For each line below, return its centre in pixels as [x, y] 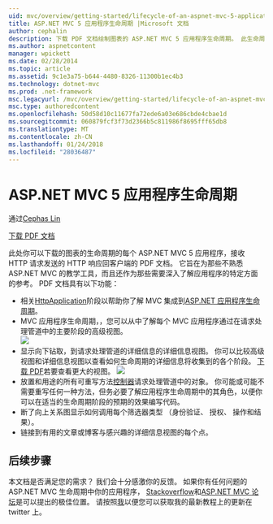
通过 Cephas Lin [35, 219]
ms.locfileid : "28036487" [52, 152]
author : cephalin [38, 31]
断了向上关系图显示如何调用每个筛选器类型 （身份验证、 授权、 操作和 [137, 412]
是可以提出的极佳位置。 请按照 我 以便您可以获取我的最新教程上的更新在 [134, 502]
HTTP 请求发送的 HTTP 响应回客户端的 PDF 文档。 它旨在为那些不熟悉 [126, 263]
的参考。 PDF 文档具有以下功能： [64, 284]
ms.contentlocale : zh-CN [50, 136]
